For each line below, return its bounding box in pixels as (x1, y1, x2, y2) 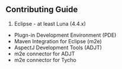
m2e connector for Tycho (14, 56, 76, 63)
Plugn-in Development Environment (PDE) (14, 32, 117, 39)
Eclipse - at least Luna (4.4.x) (14, 20, 86, 27)
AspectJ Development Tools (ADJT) (14, 44, 102, 51)
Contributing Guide (5, 5, 78, 15)
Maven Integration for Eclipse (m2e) (14, 37, 102, 44)
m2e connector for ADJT (14, 50, 75, 57)
